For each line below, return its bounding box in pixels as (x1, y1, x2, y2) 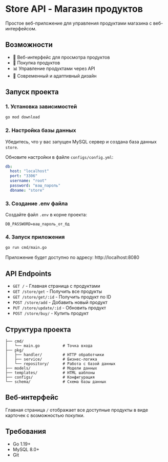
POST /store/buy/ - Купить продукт (12, 310, 89, 317)
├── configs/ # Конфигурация (5, 375, 95, 380)
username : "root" (10, 178, 47, 183)
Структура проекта (5, 325, 71, 334)
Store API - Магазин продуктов (5, 3, 143, 15)
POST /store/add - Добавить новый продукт (12, 299, 108, 306)
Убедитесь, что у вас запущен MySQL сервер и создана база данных (5, 138, 157, 144)
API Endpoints (5, 269, 52, 278)
